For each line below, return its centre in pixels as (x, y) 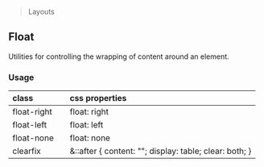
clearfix (27, 151)
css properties (98, 98)
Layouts (41, 12)
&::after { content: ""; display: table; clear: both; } (161, 151)
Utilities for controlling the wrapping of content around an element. (119, 56)
